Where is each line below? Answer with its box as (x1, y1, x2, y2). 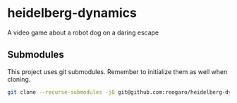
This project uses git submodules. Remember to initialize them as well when (7, 67, 228, 75)
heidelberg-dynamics (7, 5, 138, 21)
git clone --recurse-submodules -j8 (7, 88, 115, 96)
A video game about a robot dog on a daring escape (7, 28, 159, 37)
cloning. (7, 75, 31, 83)
